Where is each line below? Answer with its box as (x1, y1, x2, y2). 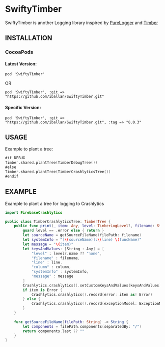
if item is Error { (23, 288, 63, 292)
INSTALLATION (5, 34, 53, 42)
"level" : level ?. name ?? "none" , (31, 251, 102, 256)
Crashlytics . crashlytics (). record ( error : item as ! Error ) (31, 292, 153, 297)
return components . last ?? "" (23, 328, 84, 334)
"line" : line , (31, 260, 63, 265)
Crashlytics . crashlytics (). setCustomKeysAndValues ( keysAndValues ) (23, 283, 162, 288)
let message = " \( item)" (23, 242, 74, 247)
